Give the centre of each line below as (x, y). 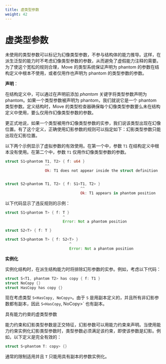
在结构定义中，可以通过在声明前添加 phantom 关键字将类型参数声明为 (76, 94)
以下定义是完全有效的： (38, 337)
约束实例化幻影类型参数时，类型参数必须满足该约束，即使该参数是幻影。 (83, 331)
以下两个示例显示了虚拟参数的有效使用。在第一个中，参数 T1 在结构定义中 (80, 146)
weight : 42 (16, 14)
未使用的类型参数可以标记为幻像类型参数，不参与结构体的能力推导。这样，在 (83, 55)
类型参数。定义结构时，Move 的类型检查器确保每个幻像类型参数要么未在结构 (83, 107)
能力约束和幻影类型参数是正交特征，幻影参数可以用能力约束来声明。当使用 (81, 325)
